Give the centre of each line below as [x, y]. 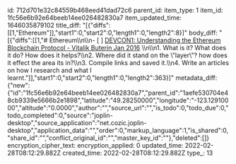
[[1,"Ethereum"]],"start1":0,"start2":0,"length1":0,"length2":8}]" [98, 33]
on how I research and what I [49, 70]
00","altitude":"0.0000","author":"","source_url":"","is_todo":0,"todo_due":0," [118, 108]
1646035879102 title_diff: [44, 25]
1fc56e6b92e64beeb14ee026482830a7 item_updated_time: [95, 18]
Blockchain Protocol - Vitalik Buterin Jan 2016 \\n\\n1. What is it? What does [117, 48]
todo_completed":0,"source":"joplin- [60, 115]
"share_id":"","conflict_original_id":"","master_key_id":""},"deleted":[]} [108, 138]
